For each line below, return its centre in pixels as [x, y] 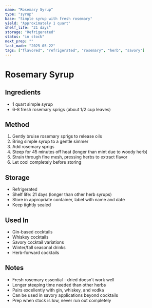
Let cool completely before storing [47, 162]
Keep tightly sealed [31, 205]
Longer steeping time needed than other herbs [59, 285]
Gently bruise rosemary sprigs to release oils [57, 136]
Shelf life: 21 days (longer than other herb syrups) [62, 194]
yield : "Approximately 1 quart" [38, 23]
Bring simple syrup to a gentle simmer [50, 141]
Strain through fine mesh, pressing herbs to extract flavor [70, 157]
